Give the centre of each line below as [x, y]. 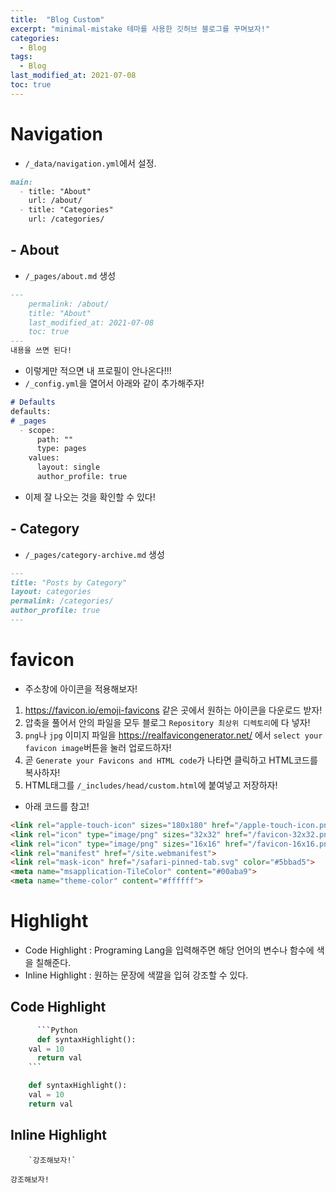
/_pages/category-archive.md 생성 [94, 554]
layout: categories [51, 592]
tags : [21, 57]
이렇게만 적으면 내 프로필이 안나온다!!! [98, 370]
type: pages [61, 449]
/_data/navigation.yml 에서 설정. [90, 163]
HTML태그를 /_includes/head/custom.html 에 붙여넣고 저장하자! [151, 785]
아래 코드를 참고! [57, 806]
